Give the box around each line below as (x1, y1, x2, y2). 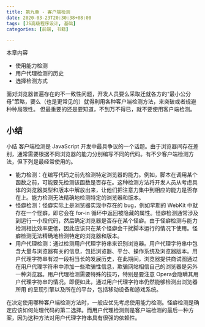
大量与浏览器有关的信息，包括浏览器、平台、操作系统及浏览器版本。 (20, 247, 193, 255)
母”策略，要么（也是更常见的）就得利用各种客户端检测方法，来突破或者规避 (6, 98, 197, 105)
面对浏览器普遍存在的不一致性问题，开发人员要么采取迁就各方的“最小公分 (6, 90, 192, 98)
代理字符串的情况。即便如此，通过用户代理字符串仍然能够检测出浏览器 (20, 278, 198, 285)
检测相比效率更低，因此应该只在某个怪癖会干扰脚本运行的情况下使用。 (15, 225, 193, 232)
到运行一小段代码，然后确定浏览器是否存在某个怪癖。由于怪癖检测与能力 (15, 217, 198, 224)
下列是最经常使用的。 (22, 158, 76, 165)
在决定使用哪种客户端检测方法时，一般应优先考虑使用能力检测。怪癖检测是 (6, 299, 194, 306)
